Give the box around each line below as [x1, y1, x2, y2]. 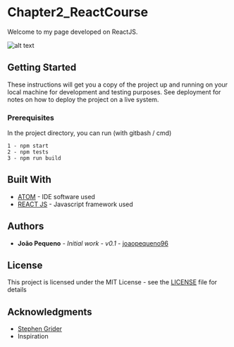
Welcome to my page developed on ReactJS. [7, 27, 138, 36]
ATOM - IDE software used [17, 192, 95, 201]
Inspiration [17, 332, 49, 341]
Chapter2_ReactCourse [7, 4, 149, 20]
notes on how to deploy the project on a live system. [7, 95, 159, 103]
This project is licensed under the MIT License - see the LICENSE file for [7, 278, 217, 286]
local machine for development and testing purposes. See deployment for [7, 87, 221, 96]
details [7, 286, 27, 294]
